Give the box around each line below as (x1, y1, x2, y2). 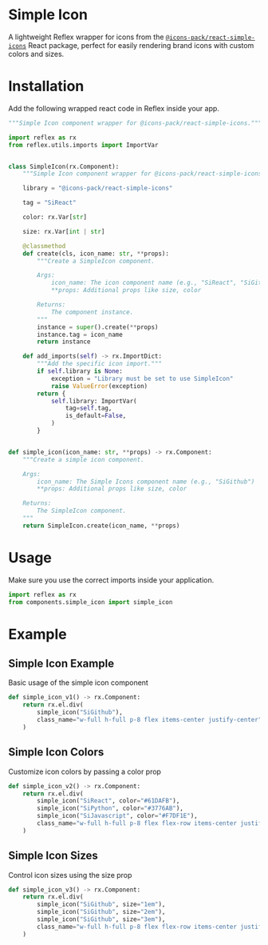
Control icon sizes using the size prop (8, 870, 132, 879)
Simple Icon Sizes (8, 849, 98, 863)
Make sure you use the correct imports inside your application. (8, 575, 215, 585)
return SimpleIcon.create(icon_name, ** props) (22, 522, 180, 530)
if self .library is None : (37, 367, 124, 375)
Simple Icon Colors (8, 746, 104, 759)
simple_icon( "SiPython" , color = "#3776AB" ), (37, 804, 183, 813)
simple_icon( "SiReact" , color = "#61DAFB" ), (37, 797, 180, 805)
